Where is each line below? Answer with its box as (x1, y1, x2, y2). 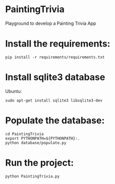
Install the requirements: (5, 38, 110, 50)
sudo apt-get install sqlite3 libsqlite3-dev (5, 98, 102, 103)
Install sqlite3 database (5, 72, 105, 83)
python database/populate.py (5, 140, 67, 145)
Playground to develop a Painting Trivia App (5, 20, 96, 26)
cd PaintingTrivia (5, 131, 44, 136)
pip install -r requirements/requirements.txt (5, 55, 105, 60)
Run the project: (5, 157, 74, 168)
